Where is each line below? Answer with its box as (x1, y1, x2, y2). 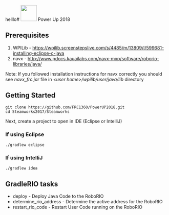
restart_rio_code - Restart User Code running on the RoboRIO (12, 204, 142, 210)
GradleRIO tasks (5, 179, 58, 188)
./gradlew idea (5, 166, 38, 171)
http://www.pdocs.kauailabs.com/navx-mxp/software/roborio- (27, 55, 160, 61)
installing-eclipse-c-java (12, 50, 65, 56)
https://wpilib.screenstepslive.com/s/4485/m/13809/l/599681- (32, 44, 164, 51)
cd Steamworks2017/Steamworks (5, 109, 70, 114)
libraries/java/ (12, 61, 42, 67)
